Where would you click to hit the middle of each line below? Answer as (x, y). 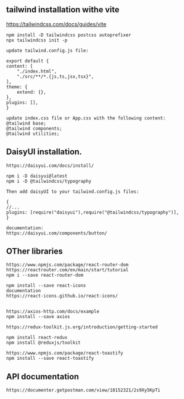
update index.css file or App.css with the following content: (86, 118)
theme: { (17, 87)
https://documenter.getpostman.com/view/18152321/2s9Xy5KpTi (83, 390)
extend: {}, (31, 92)
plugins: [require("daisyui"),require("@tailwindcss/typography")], (93, 212)
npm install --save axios (38, 317)
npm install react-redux (37, 338)
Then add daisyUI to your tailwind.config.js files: (73, 191)
